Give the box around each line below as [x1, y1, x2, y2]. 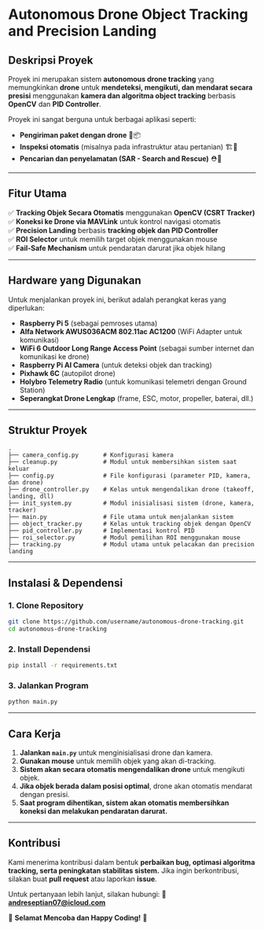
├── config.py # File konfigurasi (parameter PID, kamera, [8, 472, 251, 480]
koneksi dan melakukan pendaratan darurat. [19, 807, 168, 816]
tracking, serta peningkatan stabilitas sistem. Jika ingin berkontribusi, [8, 866, 240, 875]
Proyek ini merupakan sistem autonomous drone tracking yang [8, 75, 214, 83]
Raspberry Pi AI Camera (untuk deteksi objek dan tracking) [19, 360, 212, 369]
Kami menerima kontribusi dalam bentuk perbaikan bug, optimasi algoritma [8, 857, 255, 866]
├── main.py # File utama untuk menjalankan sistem [8, 513, 234, 521]
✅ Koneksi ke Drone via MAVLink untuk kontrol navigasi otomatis [8, 216, 222, 226]
